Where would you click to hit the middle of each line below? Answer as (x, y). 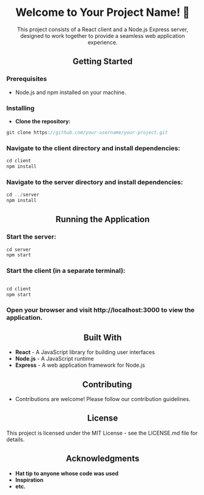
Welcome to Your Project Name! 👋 (103, 13)
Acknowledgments (102, 459)
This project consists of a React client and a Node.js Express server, (103, 29)
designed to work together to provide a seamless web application (103, 35)
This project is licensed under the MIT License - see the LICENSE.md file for (102, 433)
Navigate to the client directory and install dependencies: (93, 148)
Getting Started (103, 61)
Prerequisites (27, 79)
